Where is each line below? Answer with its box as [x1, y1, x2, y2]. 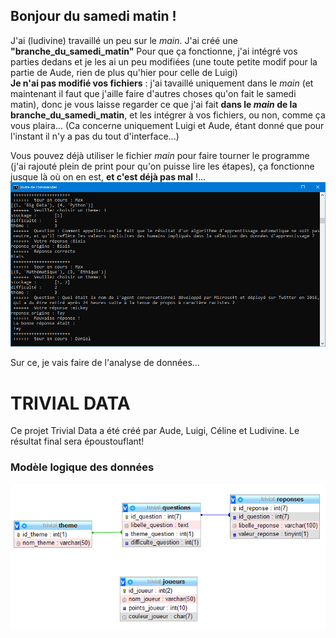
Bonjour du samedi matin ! [10, 8, 177, 25]
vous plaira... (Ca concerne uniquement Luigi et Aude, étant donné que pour [10, 119, 325, 131]
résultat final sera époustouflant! [10, 435, 145, 448]
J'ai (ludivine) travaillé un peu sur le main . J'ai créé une [10, 34, 238, 46]
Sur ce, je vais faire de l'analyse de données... [10, 357, 200, 369]
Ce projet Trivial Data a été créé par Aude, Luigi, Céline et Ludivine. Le [10, 425, 300, 437]
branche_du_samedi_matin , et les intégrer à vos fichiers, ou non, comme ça [10, 109, 326, 121]
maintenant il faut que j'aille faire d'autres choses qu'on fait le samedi [10, 87, 297, 99]
